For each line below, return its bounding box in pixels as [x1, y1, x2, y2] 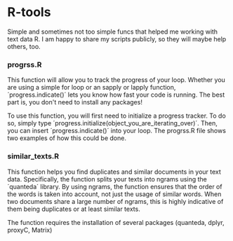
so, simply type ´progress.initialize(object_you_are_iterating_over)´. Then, [7, 119, 218, 128]
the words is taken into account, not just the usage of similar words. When [7, 190, 222, 198]
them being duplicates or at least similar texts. [7, 205, 140, 213]
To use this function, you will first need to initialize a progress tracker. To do [7, 111, 226, 120]
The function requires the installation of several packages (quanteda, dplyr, [7, 218, 225, 226]
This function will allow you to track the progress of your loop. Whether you [7, 76, 226, 84]
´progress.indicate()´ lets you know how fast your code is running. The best [7, 90, 225, 99]
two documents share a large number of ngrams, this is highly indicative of [7, 197, 224, 205]
